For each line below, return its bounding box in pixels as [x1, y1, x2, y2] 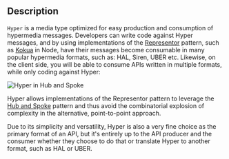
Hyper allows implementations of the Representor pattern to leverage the [7, 94, 215, 103]
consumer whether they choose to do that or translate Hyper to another [7, 137, 210, 145]
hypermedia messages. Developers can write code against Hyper [7, 31, 193, 39]
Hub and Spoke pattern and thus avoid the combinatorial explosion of [7, 101, 205, 109]
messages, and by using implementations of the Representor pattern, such [7, 38, 219, 47]
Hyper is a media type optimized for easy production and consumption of [7, 23, 214, 32]
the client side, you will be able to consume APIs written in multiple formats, [7, 60, 222, 68]
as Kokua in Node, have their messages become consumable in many [7, 45, 205, 54]
